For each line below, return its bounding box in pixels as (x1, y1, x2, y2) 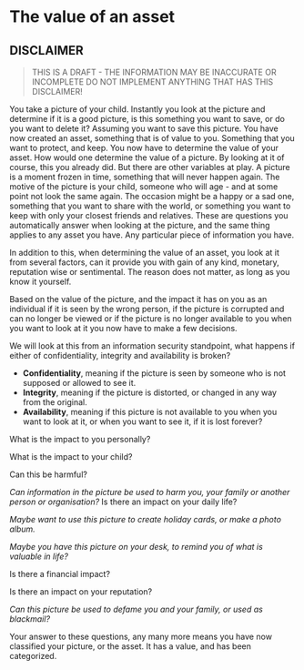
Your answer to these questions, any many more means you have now (9, 631, 273, 642)
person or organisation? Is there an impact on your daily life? (9, 496, 238, 507)
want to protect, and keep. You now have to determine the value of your (9, 143, 279, 153)
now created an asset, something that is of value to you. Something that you (9, 133, 296, 143)
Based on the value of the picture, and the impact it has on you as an (9, 294, 268, 304)
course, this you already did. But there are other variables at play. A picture (9, 162, 290, 172)
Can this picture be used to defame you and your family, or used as (9, 604, 264, 614)
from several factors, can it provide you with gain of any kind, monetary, (9, 257, 279, 268)
